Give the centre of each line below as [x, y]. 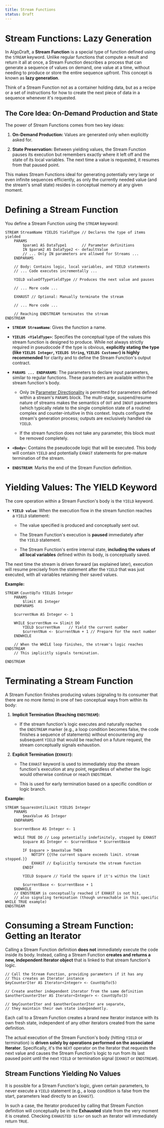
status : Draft [20, 14]
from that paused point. [36, 165]
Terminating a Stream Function [69, 681]
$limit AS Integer [41, 602]
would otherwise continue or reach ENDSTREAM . [66, 775]
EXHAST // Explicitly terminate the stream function [86, 863]
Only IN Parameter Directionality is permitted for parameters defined [88, 392]
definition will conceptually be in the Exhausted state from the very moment [82, 1110]
